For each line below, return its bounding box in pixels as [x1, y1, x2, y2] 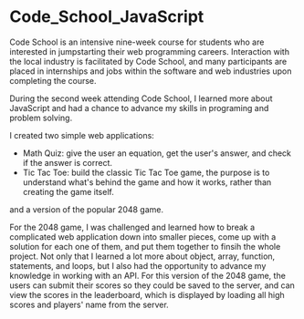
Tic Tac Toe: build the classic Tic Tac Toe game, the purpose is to [22, 167, 270, 178]
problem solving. [9, 112, 73, 123]
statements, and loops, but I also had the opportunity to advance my [9, 260, 267, 271]
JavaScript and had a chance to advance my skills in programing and [9, 102, 269, 113]
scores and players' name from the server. [9, 299, 169, 310]
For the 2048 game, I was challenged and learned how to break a [9, 221, 256, 232]
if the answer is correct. [22, 157, 112, 168]
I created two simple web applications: [9, 129, 155, 140]
